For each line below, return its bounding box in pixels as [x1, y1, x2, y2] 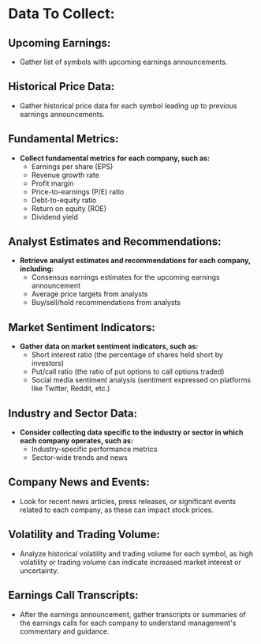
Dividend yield [31, 212, 79, 221]
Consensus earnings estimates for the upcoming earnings [31, 273, 220, 282]
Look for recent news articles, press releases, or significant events [19, 496, 237, 506]
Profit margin [31, 179, 74, 188]
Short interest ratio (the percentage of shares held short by [31, 350, 223, 360]
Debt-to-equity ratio [31, 195, 97, 205]
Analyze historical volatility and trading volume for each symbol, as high [19, 548, 254, 558]
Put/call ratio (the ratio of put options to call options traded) [31, 367, 225, 376]
